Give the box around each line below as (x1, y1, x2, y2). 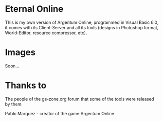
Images (5, 47, 36, 58)
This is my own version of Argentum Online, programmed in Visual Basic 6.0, (5, 19, 159, 25)
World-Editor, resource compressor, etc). (5, 30, 87, 35)
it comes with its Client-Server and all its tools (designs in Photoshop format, (5, 24, 159, 30)
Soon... (5, 63, 19, 69)
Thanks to (5, 80, 47, 91)
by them (5, 101, 22, 107)
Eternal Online (5, 3, 64, 15)
